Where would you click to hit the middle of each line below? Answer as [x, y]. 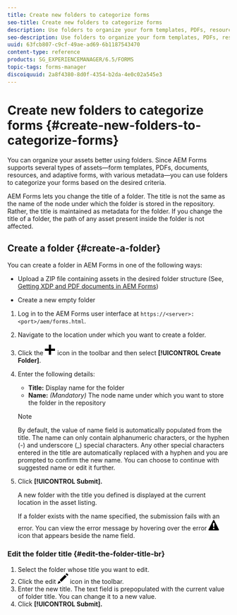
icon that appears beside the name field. [76, 536]
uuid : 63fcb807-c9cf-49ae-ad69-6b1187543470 [74, 45]
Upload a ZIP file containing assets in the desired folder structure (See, [121, 279]
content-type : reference [44, 52]
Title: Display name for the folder [76, 388]
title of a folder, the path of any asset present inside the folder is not [106, 218]
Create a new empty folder [56, 300]
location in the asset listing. [57, 503]
